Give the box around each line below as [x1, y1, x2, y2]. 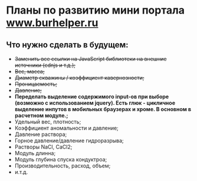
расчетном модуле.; [14, 112, 68, 119]
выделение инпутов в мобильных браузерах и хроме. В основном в [14, 106, 192, 112]
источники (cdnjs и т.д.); [14, 62, 75, 69]
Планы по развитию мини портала [6, 4, 185, 17]
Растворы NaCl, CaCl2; [14, 143, 73, 150]
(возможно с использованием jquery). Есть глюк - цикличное [14, 99, 176, 106]
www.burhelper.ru [6, 16, 98, 30]
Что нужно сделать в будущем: [6, 40, 129, 50]
